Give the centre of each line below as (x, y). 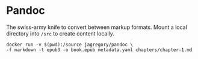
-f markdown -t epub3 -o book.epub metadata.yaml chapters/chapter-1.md (99, 50)
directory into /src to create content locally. (60, 33)
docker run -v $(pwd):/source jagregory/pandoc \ (70, 45)
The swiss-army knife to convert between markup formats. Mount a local (97, 27)
